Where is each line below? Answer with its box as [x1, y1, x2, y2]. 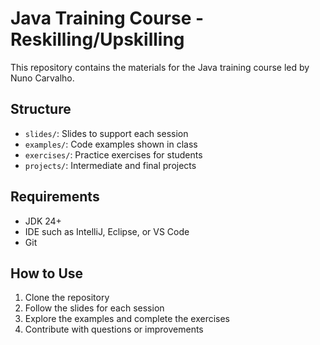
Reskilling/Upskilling [10, 28, 185, 51]
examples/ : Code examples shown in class [24, 138, 198, 150]
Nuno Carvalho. [10, 72, 75, 84]
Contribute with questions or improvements [24, 323, 204, 336]
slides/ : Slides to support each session [24, 127, 189, 139]
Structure [10, 101, 72, 118]
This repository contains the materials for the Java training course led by [10, 61, 310, 73]
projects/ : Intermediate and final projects [24, 159, 197, 171]
